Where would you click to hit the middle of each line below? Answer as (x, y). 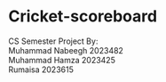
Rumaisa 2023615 (41, 70)
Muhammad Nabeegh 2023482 (66, 50)
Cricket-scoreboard (83, 16)
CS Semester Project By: (53, 41)
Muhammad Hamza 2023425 (62, 60)
